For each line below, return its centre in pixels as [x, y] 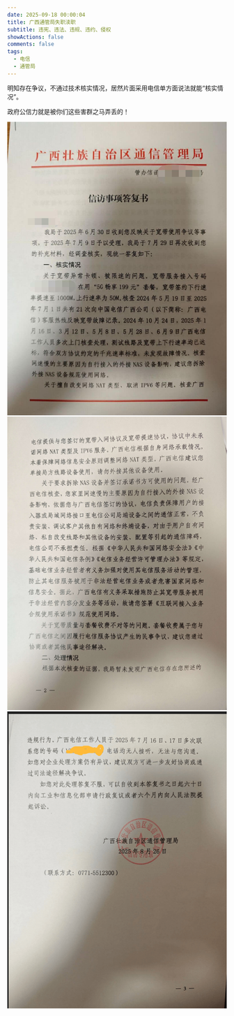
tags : [15, 52]
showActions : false [36, 37]
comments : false [31, 44]
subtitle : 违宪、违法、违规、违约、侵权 [59, 29]
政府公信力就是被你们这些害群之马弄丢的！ [68, 111]
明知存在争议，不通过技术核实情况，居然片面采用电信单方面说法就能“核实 [112, 88]
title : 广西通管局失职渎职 [42, 22]
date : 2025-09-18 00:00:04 [46, 15]
